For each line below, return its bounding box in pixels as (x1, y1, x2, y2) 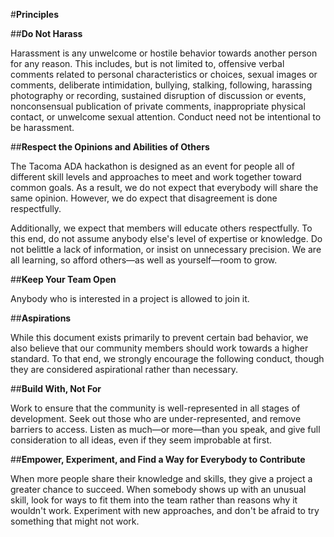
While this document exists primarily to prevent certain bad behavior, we (10, 332, 309, 343)
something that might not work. (10, 515, 140, 527)
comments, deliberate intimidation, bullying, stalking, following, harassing (10, 79, 313, 91)
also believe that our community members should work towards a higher (10, 342, 309, 354)
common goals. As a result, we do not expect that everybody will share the (10, 182, 319, 193)
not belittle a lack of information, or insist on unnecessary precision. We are (10, 244, 322, 255)
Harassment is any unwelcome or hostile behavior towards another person (10, 47, 318, 59)
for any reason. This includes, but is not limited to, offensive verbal (10, 58, 285, 69)
